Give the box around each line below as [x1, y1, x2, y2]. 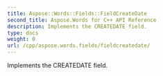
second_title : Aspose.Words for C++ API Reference [7, 17, 157, 23]
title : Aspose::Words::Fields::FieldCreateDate [7, 10, 148, 17]
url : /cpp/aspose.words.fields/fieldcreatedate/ [7, 42, 151, 49]
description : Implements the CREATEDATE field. [7, 23, 148, 30]
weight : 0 [7, 36, 36, 43]
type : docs [7, 29, 39, 37]
